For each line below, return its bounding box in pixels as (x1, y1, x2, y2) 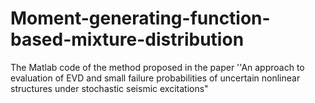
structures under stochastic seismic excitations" (10, 82, 209, 94)
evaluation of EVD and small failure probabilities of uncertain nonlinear (10, 72, 301, 84)
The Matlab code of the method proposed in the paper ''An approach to (10, 61, 305, 73)
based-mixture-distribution (10, 28, 245, 51)
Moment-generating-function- (10, 7, 271, 30)
